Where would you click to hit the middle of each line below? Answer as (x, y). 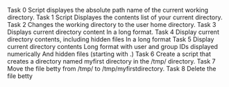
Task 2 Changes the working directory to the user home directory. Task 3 (112, 25)
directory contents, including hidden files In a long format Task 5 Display (111, 39)
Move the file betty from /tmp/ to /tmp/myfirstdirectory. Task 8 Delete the (112, 69)
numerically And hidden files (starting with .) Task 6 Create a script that (109, 54)
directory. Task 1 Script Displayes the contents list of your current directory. (115, 17)
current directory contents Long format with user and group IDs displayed (113, 47)
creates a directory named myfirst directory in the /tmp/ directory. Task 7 (111, 61)
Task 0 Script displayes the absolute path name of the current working (108, 10)
